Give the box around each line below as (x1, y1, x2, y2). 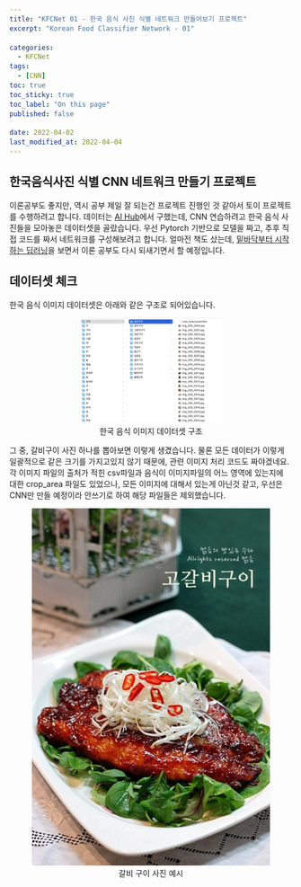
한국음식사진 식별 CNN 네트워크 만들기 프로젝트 (9, 174, 257, 190)
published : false (9, 109, 75, 119)
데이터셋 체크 (9, 274, 78, 289)
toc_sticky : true (9, 90, 75, 99)
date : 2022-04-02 (9, 129, 75, 137)
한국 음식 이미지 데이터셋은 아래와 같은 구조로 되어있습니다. (9, 299, 216, 310)
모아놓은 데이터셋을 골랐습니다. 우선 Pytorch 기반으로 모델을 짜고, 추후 (32, 222, 280, 233)
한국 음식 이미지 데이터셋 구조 (99, 426, 203, 437)
